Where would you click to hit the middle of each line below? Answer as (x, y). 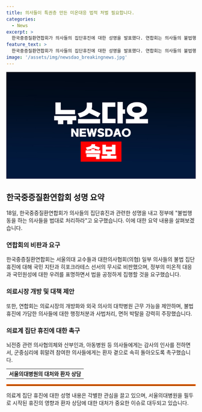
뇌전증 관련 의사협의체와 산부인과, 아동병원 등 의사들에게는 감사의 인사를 (90, 344)
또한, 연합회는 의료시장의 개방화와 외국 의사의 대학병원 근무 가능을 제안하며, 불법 (100, 306)
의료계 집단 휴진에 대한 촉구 (43, 331)
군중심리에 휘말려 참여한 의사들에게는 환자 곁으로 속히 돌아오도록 (90, 352)
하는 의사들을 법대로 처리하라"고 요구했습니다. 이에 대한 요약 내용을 (96, 221)
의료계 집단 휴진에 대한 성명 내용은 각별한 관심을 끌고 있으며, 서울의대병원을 (94, 396)
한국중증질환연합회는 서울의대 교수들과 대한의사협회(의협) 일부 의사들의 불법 (95, 259)
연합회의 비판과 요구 (33, 245)
